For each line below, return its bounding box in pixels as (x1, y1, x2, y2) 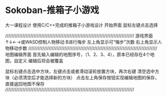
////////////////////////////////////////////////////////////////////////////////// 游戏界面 (5, 32, 153, 38)
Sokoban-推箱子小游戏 (5, 4, 100, 16)
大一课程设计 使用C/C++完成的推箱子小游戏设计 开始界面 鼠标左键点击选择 (5, 22, 158, 28)
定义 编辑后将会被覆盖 (18, 57, 63, 63)
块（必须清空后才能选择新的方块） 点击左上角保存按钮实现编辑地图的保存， (5, 74, 160, 80)
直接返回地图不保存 (5, 80, 45, 86)
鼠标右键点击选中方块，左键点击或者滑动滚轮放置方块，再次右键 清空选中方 (5, 68, 160, 74)
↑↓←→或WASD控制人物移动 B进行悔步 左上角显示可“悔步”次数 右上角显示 (5, 38, 158, 45)
